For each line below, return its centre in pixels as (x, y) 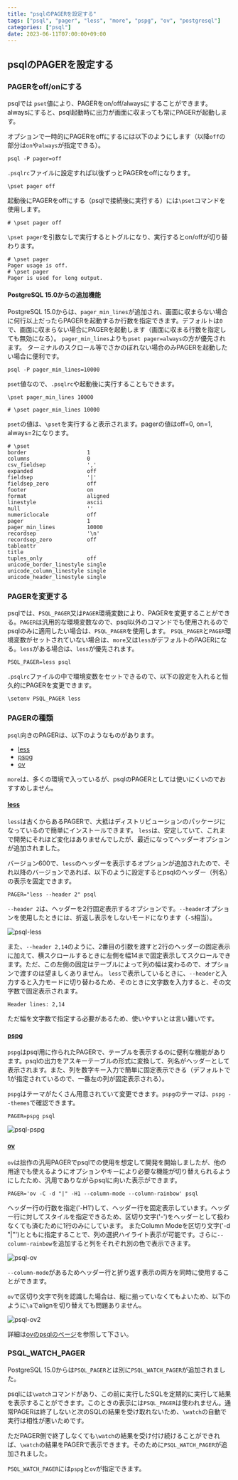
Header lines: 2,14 (36, 1004)
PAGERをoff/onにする (45, 86)
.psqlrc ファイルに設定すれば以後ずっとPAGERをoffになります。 (101, 172)
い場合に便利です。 (35, 356)
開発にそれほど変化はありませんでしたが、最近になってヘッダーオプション (122, 839)
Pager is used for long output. (55, 278)
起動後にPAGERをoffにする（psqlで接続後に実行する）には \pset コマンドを (117, 200)
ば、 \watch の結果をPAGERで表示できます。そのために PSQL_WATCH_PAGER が (114, 1444)
